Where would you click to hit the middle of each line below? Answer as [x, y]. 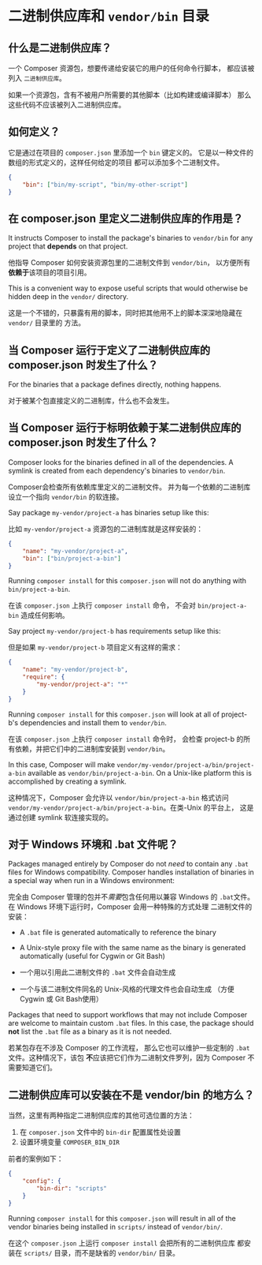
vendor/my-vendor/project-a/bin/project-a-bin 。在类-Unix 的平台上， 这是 [131, 807]
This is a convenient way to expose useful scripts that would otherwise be [128, 288]
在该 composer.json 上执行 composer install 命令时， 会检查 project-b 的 [126, 739]
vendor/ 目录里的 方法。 [46, 323]
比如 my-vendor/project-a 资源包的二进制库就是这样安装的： [105, 529]
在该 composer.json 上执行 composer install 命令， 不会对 [102, 605]
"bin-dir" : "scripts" [72, 1188]
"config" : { [42, 1181]
